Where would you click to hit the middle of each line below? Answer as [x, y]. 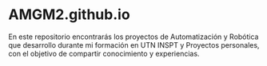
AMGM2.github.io [69, 15]
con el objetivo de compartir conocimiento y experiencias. [104, 53]
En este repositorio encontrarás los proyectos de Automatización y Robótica [133, 37]
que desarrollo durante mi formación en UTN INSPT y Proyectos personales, [134, 45]
